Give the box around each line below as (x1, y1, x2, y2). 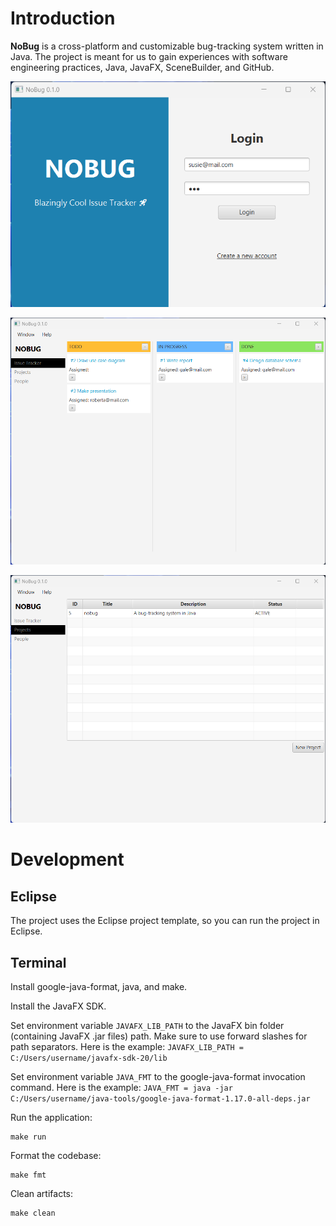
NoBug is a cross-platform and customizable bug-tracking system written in (10, 40, 324, 52)
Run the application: (10, 1112, 93, 1123)
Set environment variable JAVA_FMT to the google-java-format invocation (10, 1071, 306, 1082)
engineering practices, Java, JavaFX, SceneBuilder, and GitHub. (10, 61, 275, 73)
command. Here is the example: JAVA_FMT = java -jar (10, 1082, 233, 1093)
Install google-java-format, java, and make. (10, 981, 188, 992)
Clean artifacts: (10, 1188, 73, 1199)
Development (10, 848, 125, 871)
